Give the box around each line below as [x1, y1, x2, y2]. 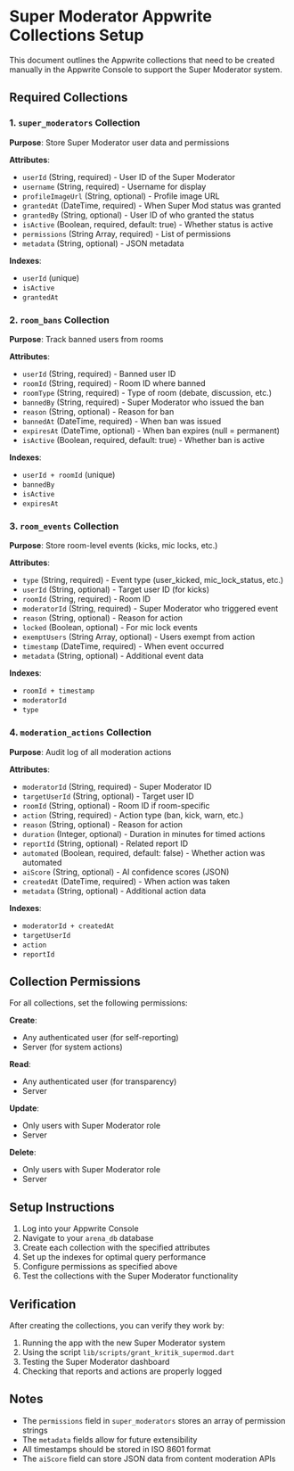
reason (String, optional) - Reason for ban [21, 406, 175, 416]
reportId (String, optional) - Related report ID [21, 838, 189, 849]
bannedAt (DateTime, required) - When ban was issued [21, 415, 222, 426]
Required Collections [9, 90, 128, 105]
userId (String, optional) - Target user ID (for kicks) [21, 584, 210, 595]
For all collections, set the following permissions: [9, 998, 189, 1008]
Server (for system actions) [21, 1041, 123, 1053]
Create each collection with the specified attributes [21, 1242, 211, 1253]
